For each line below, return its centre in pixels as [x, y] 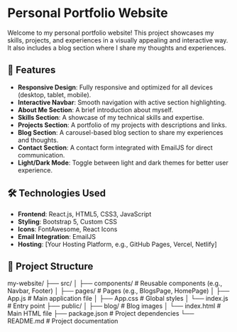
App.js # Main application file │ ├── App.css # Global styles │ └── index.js [118, 299]
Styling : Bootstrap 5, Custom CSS [67, 221]
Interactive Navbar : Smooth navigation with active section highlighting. [122, 102]
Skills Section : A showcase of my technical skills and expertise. [111, 117]
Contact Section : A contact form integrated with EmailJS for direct [115, 148]
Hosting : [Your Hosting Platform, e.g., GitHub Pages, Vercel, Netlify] [117, 244]
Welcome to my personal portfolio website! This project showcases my [111, 33]
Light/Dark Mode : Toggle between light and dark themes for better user [123, 162]
